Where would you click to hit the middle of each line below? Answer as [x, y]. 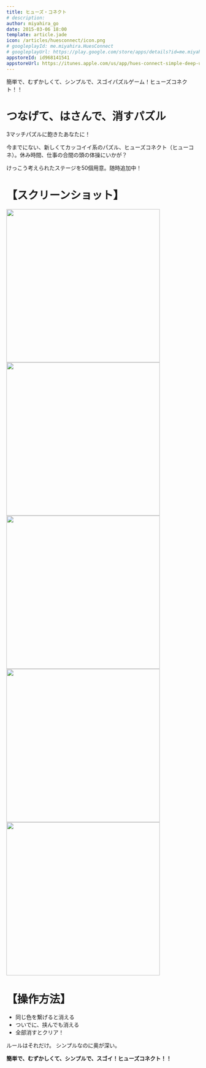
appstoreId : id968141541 [38, 58]
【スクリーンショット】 [65, 195]
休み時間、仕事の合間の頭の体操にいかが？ [73, 155]
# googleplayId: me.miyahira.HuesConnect [60, 47]
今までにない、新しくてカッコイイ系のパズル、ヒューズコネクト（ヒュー [97, 147]
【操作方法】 [39, 999]
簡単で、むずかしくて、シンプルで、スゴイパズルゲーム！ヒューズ [89, 82]
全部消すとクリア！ [40, 1032]
